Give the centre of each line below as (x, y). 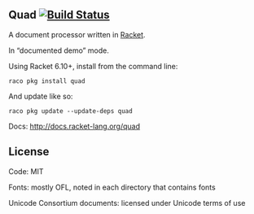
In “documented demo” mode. (59, 50)
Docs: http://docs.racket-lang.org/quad (74, 126)
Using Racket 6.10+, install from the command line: (93, 66)
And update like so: (41, 96)
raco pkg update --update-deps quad (70, 111)
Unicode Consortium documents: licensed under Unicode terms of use (127, 203)
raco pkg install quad (47, 81)
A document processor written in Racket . (77, 34)
